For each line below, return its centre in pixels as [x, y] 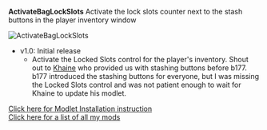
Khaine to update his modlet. [79, 93]
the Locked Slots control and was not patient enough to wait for [136, 85]
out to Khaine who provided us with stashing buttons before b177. [139, 68]
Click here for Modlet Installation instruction [80, 108]
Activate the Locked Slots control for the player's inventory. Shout [140, 59]
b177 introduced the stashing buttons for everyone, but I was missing [145, 76]
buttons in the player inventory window [72, 20]
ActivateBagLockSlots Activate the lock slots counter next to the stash [126, 12]
